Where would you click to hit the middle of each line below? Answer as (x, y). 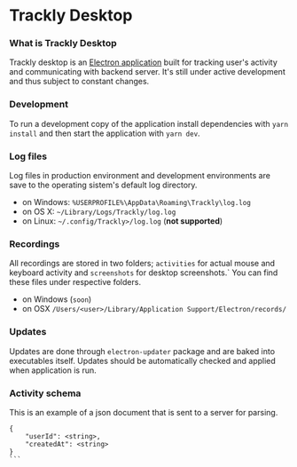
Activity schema (45, 393)
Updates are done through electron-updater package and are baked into (142, 351)
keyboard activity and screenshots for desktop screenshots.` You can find (144, 273)
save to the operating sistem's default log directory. (103, 185)
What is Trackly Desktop (63, 44)
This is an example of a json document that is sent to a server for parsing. (144, 412)
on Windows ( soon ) (57, 299)
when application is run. (53, 370)
